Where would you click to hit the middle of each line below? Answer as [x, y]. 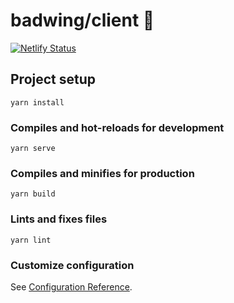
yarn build [33, 194]
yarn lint [31, 240]
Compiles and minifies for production [102, 173]
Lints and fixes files [59, 219]
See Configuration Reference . [71, 286]
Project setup [53, 79]
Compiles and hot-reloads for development [117, 127]
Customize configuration [72, 265]
